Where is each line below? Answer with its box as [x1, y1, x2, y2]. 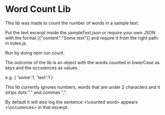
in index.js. [5, 40, 27, 46]
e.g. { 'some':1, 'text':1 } [5, 74, 53, 80]
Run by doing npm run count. [5, 50, 65, 56]
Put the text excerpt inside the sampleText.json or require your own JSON [5, 29, 156, 35]
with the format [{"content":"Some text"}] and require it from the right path [5, 35, 158, 41]
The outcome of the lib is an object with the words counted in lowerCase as [5, 59, 160, 65]
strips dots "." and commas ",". [5, 89, 67, 95]
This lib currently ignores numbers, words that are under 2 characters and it [5, 84, 161, 90]
